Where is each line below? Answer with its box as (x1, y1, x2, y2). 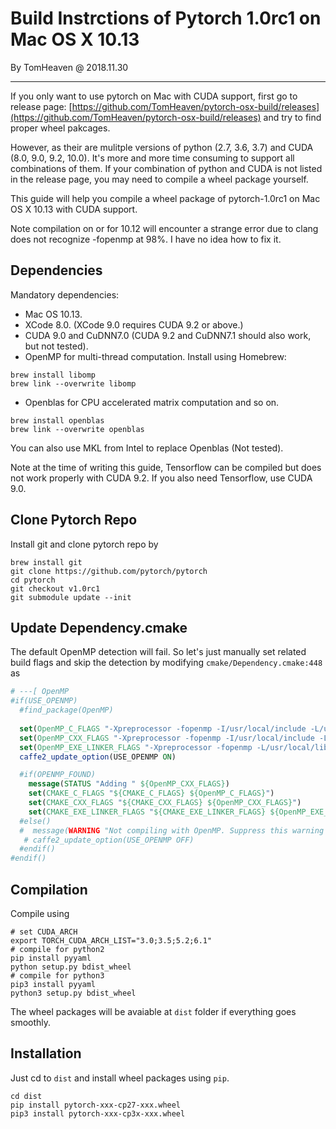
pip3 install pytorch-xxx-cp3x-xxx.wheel (10, 1108, 186, 1119)
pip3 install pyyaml (10, 979, 97, 989)
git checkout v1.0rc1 (10, 583, 101, 594)
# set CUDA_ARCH (10, 927, 78, 937)
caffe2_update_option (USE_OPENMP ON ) (19, 752, 177, 762)
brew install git (10, 557, 83, 567)
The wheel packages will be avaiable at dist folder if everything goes (10, 1005, 297, 1017)
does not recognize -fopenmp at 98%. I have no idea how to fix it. (10, 233, 282, 245)
